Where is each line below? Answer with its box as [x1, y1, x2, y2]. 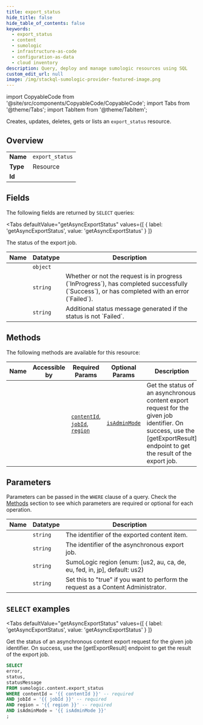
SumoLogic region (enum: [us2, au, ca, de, [65, 558, 186, 567]
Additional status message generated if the [65, 304, 188, 313]
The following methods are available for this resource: [6, 349, 141, 356]
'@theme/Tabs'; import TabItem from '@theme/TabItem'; [6, 106, 147, 113]
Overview [6, 135, 44, 145]
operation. [6, 506, 32, 513]
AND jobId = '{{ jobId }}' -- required [6, 697, 107, 703]
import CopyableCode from [6, 93, 74, 101]
